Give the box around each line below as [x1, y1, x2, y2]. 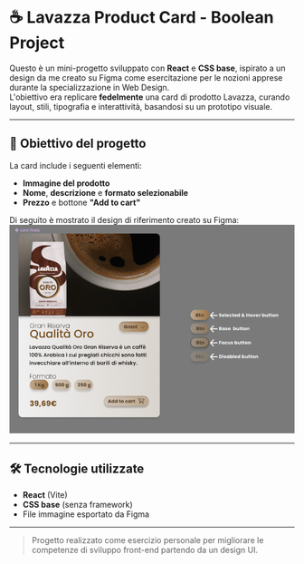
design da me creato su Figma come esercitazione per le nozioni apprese [9, 72, 283, 83]
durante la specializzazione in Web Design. [9, 82, 170, 92]
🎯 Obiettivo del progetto [9, 136, 147, 151]
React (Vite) [22, 489, 68, 500]
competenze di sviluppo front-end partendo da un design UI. [31, 544, 259, 555]
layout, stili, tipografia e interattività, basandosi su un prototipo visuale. [9, 101, 273, 112]
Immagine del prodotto [22, 178, 110, 189]
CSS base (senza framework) [22, 499, 133, 510]
